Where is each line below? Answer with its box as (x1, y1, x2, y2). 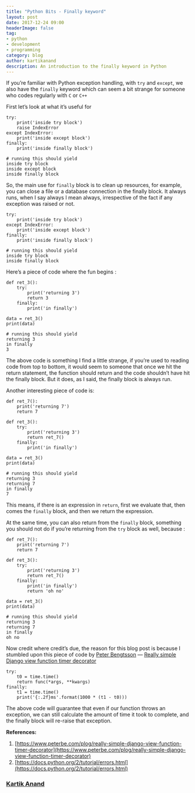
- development (6, 42, 41, 48)
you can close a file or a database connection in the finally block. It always (6, 188, 186, 195)
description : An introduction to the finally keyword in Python (6, 63, 167, 69)
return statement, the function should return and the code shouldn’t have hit (6, 369, 190, 376)
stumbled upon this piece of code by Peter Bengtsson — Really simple (6, 651, 176, 658)
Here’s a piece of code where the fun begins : (6, 268, 116, 275)
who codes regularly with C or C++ (6, 92, 88, 99)
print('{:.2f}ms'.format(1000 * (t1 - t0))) (16, 695, 127, 701)
